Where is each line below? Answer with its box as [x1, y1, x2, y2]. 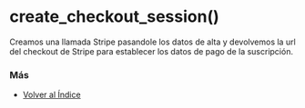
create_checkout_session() [9, 6, 220, 27]
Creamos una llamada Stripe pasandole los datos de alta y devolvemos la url [9, 36, 296, 47]
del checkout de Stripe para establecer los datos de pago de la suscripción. [9, 45, 294, 56]
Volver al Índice [22, 89, 81, 101]
